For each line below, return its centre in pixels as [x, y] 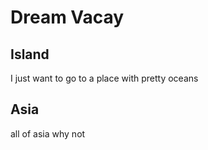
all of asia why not [48, 133]
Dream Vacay [67, 17]
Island [30, 54]
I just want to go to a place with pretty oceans [104, 78]
